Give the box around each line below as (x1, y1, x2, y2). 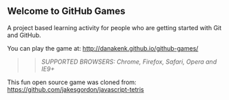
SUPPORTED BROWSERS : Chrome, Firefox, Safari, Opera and (41, 58, 217, 66)
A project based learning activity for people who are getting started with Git (7, 23, 222, 32)
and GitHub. (7, 31, 41, 39)
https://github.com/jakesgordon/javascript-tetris (7, 85, 145, 93)
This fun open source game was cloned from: (7, 78, 137, 86)
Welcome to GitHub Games (7, 5, 126, 17)
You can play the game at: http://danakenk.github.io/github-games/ (7, 44, 199, 52)
